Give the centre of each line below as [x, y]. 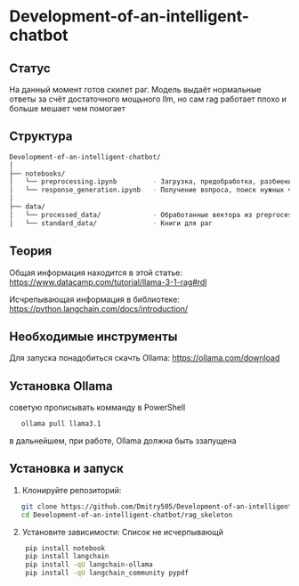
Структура [41, 137]
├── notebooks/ [37, 174]
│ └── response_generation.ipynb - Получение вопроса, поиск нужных [147, 190]
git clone [39, 506]
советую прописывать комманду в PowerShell [97, 408]
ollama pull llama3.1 [61, 424]
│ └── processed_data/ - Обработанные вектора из [131, 215]
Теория [31, 251]
